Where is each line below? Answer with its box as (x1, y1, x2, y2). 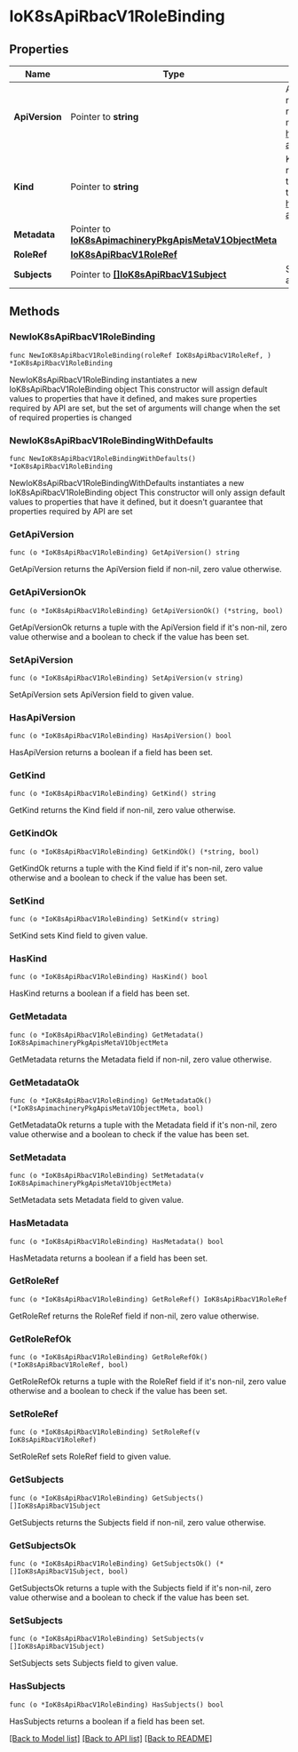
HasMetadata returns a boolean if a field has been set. (9, 1253, 208, 1263)
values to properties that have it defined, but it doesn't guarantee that (9, 496, 263, 507)
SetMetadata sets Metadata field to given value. (9, 1195, 184, 1206)
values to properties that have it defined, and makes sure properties (9, 393, 257, 403)
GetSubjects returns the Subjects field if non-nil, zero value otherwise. (9, 1517, 266, 1527)
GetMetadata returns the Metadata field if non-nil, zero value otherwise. (9, 1054, 272, 1064)
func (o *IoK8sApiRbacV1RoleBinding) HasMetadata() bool (9, 1237, 224, 1246)
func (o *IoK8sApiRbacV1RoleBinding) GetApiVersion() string (9, 548, 240, 557)
